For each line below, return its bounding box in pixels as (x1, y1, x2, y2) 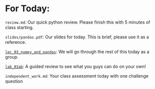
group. (5, 54, 19, 59)
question (5, 78, 23, 84)
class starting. (5, 24, 34, 30)
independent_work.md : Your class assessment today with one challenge (5, 73, 149, 79)
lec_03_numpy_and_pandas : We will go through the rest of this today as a (5, 49, 150, 55)
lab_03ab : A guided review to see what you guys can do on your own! (5, 63, 146, 69)
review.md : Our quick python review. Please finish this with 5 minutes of (5, 19, 151, 25)
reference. (5, 39, 26, 45)
